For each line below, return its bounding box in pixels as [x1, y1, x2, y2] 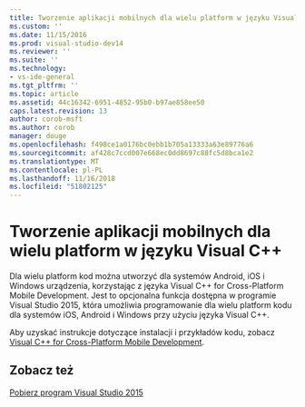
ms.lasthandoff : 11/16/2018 [9, 174, 116, 183]
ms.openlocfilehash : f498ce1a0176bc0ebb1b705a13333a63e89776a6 [9, 140, 254, 149]
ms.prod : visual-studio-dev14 [9, 38, 124, 48]
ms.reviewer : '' [9, 47, 71, 56]
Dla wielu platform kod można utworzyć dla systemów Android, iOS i [9, 271, 265, 282]
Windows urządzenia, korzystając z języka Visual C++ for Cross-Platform [9, 281, 284, 292]
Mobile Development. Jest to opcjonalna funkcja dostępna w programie [9, 290, 277, 301]
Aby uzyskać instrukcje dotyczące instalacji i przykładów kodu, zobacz [9, 327, 275, 338]
